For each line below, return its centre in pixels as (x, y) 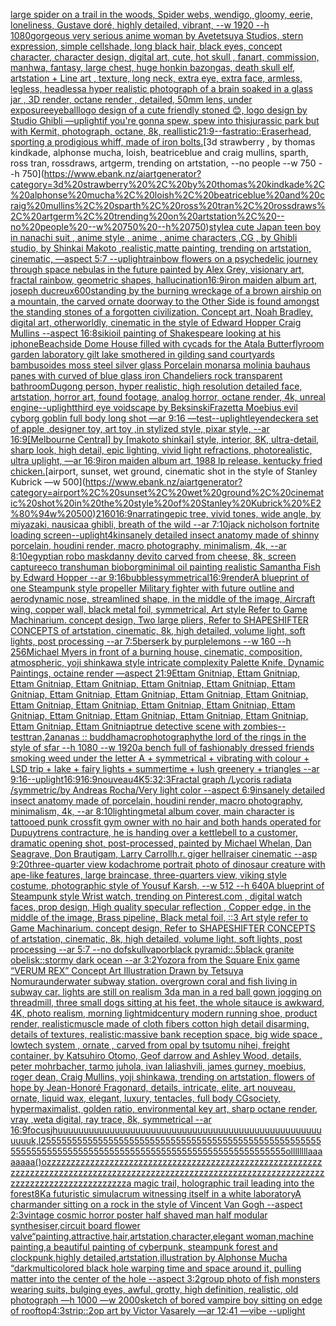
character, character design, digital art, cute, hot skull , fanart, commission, (165, 57)
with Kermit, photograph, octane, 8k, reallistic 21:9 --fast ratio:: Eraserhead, (161, 131)
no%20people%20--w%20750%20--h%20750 (108, 227)
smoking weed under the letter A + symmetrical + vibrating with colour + (160, 758)
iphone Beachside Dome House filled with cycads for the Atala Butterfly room (167, 343)
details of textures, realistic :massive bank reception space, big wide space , (166, 1034)
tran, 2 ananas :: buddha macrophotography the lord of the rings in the (166, 737)
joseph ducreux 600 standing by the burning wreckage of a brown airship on (166, 290)
